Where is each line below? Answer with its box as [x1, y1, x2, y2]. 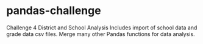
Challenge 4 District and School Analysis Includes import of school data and [6, 24, 198, 31]
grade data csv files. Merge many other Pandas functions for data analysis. [6, 30, 195, 37]
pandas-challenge [6, 4, 102, 18]
